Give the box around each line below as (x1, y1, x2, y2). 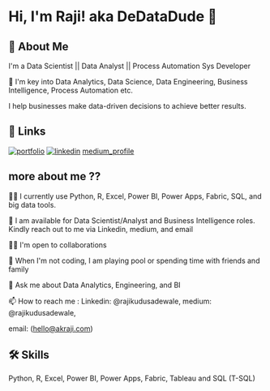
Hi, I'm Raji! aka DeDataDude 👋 (8, 7, 217, 26)
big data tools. (8, 200, 57, 209)
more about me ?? (8, 170, 101, 183)
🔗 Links (8, 125, 46, 139)
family (8, 264, 29, 274)
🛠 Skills (8, 348, 50, 362)
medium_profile (82, 146, 135, 156)
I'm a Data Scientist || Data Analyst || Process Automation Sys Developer (8, 61, 251, 71)
